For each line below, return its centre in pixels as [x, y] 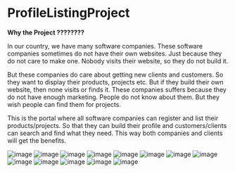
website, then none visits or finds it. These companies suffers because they [117, 89]
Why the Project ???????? [46, 32]
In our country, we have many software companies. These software [105, 46]
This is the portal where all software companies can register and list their [113, 118]
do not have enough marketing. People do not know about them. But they [114, 97]
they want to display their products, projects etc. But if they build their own [115, 82]
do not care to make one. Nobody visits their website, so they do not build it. [118, 60]
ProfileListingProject [69, 13]
